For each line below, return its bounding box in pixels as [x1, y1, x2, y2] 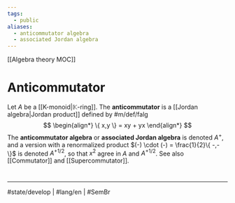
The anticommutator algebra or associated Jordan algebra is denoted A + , [7, 132, 224, 142]
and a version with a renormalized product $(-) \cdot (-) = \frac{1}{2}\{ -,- [7, 140, 220, 149]
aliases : [7, 23, 33, 30]
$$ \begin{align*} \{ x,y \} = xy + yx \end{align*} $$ [43, 121, 192, 130]
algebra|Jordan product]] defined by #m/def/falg [7, 110, 148, 119]
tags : [7, 10, 23, 17]
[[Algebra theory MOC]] [7, 55, 76, 63]
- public [13, 17, 39, 24]
